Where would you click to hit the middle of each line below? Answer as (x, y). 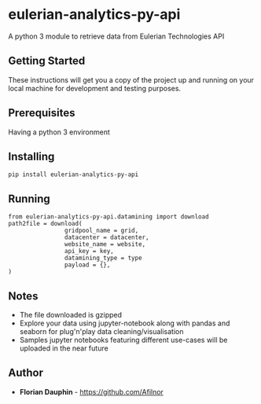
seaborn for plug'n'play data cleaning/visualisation (101, 331)
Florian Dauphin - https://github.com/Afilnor (91, 391)
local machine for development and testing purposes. (95, 88)
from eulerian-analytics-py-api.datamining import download (109, 217)
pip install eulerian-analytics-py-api (74, 174)
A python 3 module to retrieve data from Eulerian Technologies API (116, 36)
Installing (31, 156)
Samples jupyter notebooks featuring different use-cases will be (123, 340)
